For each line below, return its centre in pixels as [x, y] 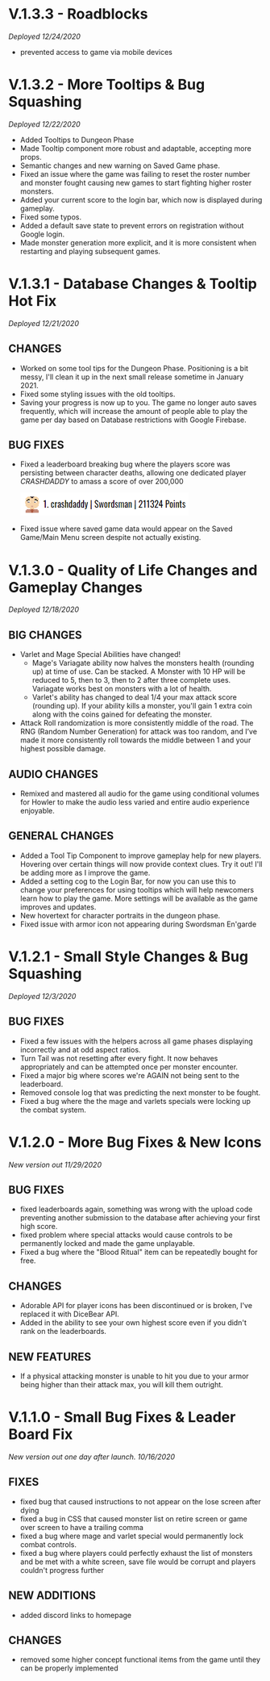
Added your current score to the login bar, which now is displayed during [141, 199]
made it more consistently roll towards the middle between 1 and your [135, 740]
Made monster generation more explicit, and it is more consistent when [138, 242]
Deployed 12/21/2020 [44, 323]
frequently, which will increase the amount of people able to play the [134, 411]
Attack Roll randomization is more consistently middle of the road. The [137, 723]
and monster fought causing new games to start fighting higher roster [136, 182]
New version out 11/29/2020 [55, 1165]
